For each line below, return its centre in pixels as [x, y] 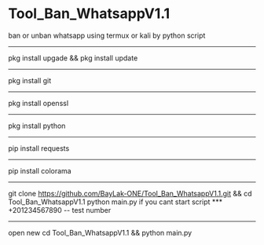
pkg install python [37, 126]
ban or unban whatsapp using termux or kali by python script [107, 35]
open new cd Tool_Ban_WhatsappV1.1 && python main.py [100, 232]
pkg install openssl [38, 103]
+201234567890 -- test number [60, 210]
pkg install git [30, 80]
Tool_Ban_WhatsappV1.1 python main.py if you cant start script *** [115, 202]
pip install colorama [40, 170]
